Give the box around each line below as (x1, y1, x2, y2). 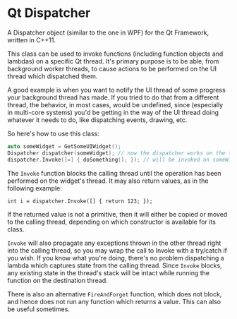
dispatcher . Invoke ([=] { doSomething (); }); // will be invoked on (7, 156, 210, 163)
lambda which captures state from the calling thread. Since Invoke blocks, (7, 261, 222, 270)
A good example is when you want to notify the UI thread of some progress (7, 85, 226, 94)
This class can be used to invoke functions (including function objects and (7, 49, 224, 58)
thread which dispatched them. (7, 72, 98, 80)
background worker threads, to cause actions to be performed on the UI (7, 64, 217, 73)
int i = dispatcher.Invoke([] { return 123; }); (7, 198, 153, 205)
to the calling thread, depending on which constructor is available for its (7, 217, 217, 226)
